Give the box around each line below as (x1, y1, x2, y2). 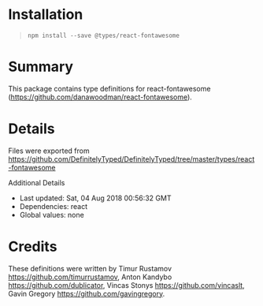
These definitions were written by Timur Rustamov (8, 263, 172, 273)
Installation (8, 6, 83, 24)
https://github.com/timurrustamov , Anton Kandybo (8, 272, 172, 282)
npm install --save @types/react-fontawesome (27, 32, 180, 39)
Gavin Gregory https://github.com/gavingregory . (8, 289, 165, 298)
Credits (8, 238, 57, 256)
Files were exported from (8, 146, 90, 155)
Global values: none (19, 210, 84, 219)
